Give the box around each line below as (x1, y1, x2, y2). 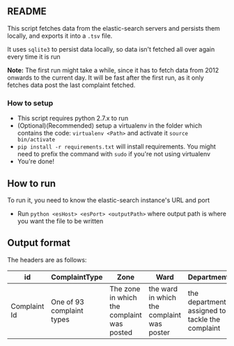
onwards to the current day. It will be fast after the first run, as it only (7, 73, 204, 82)
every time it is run (7, 52, 61, 61)
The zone (109, 284, 141, 294)
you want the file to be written (17, 216, 104, 225)
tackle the (187, 314, 221, 324)
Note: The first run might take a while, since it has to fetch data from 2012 (7, 66, 219, 74)
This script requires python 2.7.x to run (17, 114, 129, 123)
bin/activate (17, 136, 56, 144)
